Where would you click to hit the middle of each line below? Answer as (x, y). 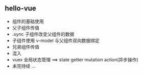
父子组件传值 (26, 28)
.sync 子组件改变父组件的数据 (43, 34)
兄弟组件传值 (26, 47)
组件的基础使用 (28, 21)
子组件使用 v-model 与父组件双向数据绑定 (56, 40)
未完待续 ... (24, 66)
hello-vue (20, 8)
